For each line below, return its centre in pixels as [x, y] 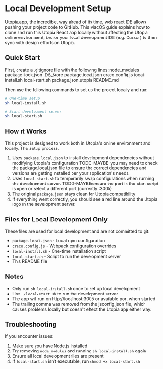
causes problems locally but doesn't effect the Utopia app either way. [82, 309]
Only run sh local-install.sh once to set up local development [76, 288]
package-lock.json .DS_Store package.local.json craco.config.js [69, 75]
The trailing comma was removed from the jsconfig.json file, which [79, 304]
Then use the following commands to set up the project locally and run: [76, 89]
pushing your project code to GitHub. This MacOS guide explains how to [77, 27]
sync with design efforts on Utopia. [40, 42]
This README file [30, 261]
